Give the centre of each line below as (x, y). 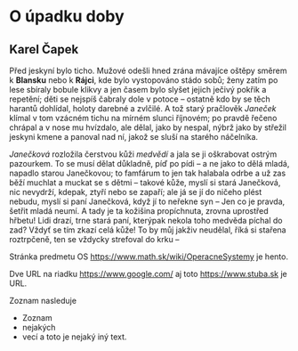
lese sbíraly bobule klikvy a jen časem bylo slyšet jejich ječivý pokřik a (138, 90)
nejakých (39, 327)
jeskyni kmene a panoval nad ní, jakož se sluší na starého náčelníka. (134, 137)
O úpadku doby (67, 16)
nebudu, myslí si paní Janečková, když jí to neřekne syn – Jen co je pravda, (147, 201)
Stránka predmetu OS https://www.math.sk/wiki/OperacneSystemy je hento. (149, 257)
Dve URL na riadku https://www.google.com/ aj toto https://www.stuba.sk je (148, 274)
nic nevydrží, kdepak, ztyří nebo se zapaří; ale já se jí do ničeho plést (136, 192)
